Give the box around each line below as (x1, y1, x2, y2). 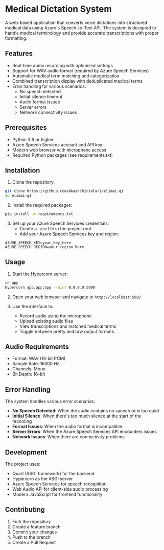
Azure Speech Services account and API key (12, 142, 103, 147)
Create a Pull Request (12, 539, 56, 545)
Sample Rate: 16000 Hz (12, 361, 60, 367)
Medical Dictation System (5, 3, 112, 15)
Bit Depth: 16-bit (12, 371, 45, 377)
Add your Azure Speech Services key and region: (19, 231, 119, 237)
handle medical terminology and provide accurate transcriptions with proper (5, 30, 159, 36)
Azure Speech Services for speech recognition (12, 481, 107, 487)
